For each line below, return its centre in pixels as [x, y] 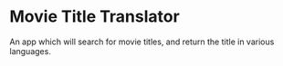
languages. [31, 51]
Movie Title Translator [94, 17]
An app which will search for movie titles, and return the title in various [142, 42]
